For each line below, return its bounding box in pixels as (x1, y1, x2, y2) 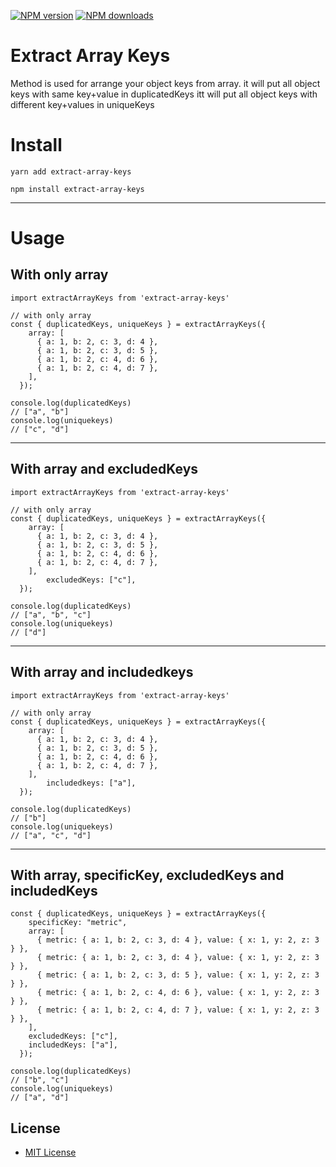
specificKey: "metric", (28, 918, 128, 928)
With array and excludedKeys (10, 461, 199, 478)
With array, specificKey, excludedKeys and (10, 866, 285, 884)
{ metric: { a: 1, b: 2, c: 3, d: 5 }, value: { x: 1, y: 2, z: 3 (36, 970, 320, 980)
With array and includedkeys (10, 664, 194, 681)
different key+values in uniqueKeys (10, 98, 155, 110)
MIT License (24, 1146, 77, 1159)
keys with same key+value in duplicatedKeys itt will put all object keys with (10, 88, 318, 100)
